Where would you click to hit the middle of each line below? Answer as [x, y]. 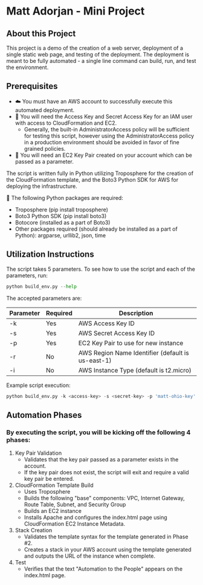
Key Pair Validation [38, 453]
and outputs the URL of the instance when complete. [90, 556]
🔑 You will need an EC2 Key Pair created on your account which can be [103, 155]
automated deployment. [45, 110]
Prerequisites [32, 86]
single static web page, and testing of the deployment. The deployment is [98, 55]
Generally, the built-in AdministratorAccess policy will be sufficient [107, 129]
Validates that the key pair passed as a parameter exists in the [101, 460]
